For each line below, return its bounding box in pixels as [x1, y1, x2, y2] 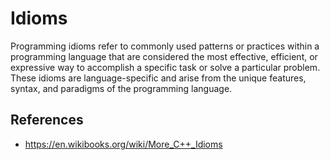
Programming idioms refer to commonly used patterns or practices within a [10, 40, 320, 52]
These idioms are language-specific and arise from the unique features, [10, 72, 307, 84]
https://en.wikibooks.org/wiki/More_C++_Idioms [24, 138, 223, 150]
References [10, 112, 84, 129]
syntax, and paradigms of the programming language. [10, 82, 233, 94]
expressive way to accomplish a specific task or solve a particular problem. [10, 61, 321, 73]
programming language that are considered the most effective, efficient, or [10, 50, 318, 62]
